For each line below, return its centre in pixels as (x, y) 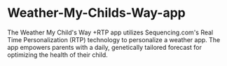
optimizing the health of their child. (58, 55)
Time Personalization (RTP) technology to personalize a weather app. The (114, 39)
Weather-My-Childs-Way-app (96, 13)
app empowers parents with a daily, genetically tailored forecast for (104, 47)
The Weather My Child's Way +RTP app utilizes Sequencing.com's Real (110, 32)
